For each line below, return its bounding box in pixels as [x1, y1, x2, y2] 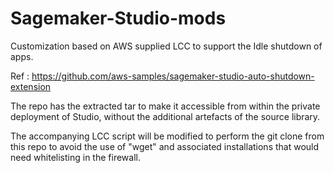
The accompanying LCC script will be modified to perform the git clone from [10, 130, 325, 142]
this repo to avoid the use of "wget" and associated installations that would [10, 140, 320, 152]
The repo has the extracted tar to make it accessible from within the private [10, 100, 321, 112]
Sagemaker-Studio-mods [10, 7, 227, 30]
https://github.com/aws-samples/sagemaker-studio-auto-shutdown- [31, 70, 315, 82]
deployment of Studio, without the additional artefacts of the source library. [10, 110, 321, 122]
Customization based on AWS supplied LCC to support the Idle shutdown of [10, 40, 323, 52]
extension [10, 80, 52, 92]
